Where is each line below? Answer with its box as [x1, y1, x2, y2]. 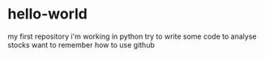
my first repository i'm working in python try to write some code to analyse [7, 31, 257, 41]
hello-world [7, 5, 88, 23]
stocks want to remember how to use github [7, 39, 155, 49]
